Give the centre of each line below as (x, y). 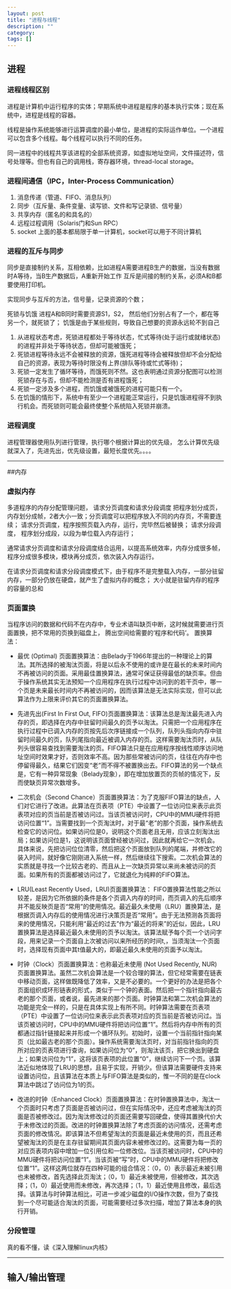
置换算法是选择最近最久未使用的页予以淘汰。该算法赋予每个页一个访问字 (119, 932)
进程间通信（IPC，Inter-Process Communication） (93, 181)
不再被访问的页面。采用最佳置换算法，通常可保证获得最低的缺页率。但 (117, 673)
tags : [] (20, 39)
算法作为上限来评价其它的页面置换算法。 (74, 699)
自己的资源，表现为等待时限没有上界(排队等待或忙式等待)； (101, 363)
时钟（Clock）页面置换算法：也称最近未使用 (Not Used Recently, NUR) (117, 964)
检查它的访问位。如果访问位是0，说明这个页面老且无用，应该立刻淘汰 (115, 832)
